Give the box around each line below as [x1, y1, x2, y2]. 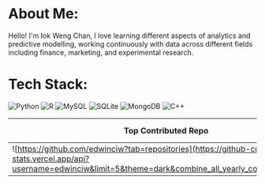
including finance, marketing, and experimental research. [8, 47, 194, 57]
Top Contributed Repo [123, 125, 209, 136]
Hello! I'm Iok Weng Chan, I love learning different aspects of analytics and [8, 31, 251, 40]
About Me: [8, 5, 79, 23]
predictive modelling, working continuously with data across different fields [8, 39, 253, 48]
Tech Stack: [8, 76, 88, 93]
